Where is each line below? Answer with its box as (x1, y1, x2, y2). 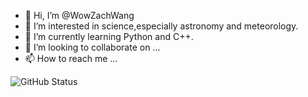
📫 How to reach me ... (24, 53, 118, 64)
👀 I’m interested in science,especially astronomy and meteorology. (24, 20, 299, 32)
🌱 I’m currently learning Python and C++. (24, 31, 194, 42)
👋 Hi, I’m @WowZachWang (24, 10, 135, 21)
